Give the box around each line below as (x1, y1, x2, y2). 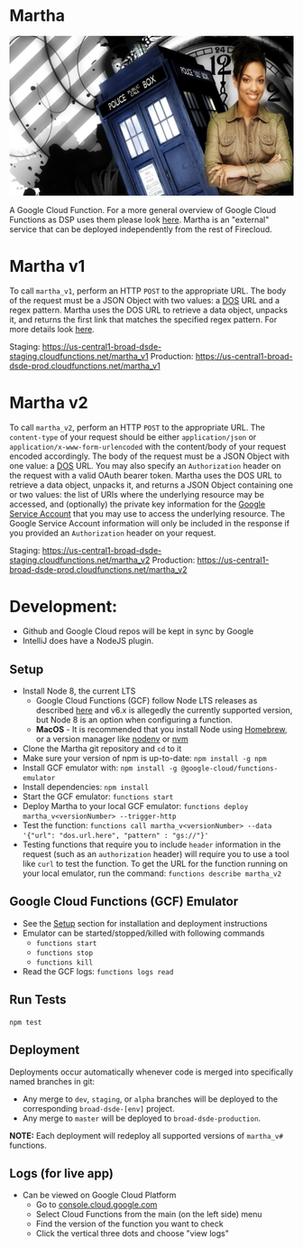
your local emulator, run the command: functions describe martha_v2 (22, 868, 282, 879)
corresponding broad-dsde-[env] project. (22, 1103, 175, 1113)
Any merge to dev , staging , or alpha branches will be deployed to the (22, 1094, 279, 1104)
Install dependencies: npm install (22, 782, 149, 793)
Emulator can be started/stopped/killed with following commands (22, 927, 265, 938)
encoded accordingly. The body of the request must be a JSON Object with (9, 451, 290, 461)
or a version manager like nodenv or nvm (35, 733, 188, 745)
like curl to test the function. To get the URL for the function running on (22, 859, 289, 870)
